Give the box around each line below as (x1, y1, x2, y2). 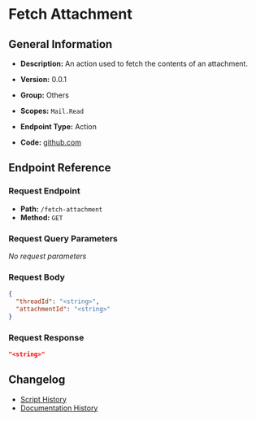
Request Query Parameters (8, 232, 118, 244)
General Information (8, 37, 113, 51)
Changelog (8, 373, 66, 387)
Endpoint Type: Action (20, 122, 98, 131)
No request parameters (8, 251, 87, 261)
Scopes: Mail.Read (20, 106, 84, 115)
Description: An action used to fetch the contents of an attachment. (20, 59, 248, 68)
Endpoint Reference (8, 161, 111, 175)
